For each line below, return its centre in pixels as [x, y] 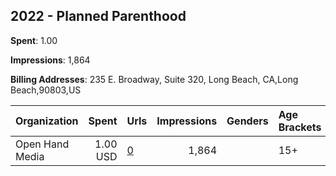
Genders [247, 121]
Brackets [300, 127]
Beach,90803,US [46, 90]
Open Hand [42, 144]
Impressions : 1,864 [50, 60]
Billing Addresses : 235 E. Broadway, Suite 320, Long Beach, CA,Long [154, 79]
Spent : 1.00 [34, 40]
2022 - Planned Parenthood [98, 16]
